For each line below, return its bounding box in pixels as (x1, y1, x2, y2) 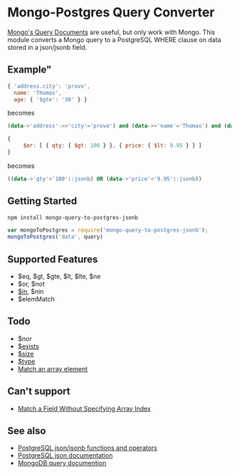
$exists (17, 341, 39, 350)
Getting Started (7, 195, 78, 207)
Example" (7, 63, 52, 76)
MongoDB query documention (17, 459, 107, 468)
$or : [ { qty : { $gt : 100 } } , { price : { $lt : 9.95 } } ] (23, 142, 202, 150)
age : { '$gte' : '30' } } (14, 96, 87, 103)
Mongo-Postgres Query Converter (7, 4, 215, 21)
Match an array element (17, 364, 88, 373)
